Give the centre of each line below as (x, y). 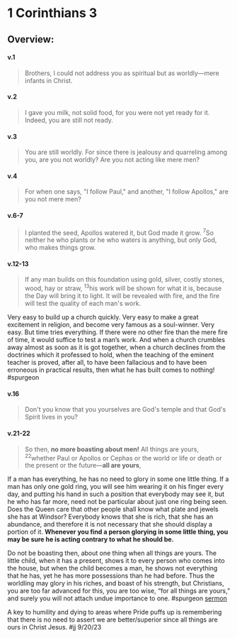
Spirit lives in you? (51, 417)
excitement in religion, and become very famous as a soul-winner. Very (111, 325)
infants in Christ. (48, 80)
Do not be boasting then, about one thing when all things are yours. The (112, 553)
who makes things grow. (60, 248)
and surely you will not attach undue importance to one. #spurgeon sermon (117, 598)
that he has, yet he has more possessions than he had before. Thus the (111, 576)
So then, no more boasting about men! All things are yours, (112, 449)
